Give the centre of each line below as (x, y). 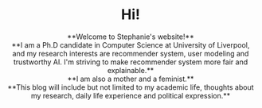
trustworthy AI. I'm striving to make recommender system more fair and (131, 62)
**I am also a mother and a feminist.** (131, 79)
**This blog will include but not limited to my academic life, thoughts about (131, 87)
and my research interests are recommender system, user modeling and (131, 53)
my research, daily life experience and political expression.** (131, 95)
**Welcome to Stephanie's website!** (131, 37)
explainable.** (131, 70)
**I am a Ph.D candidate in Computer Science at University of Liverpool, (131, 44)
